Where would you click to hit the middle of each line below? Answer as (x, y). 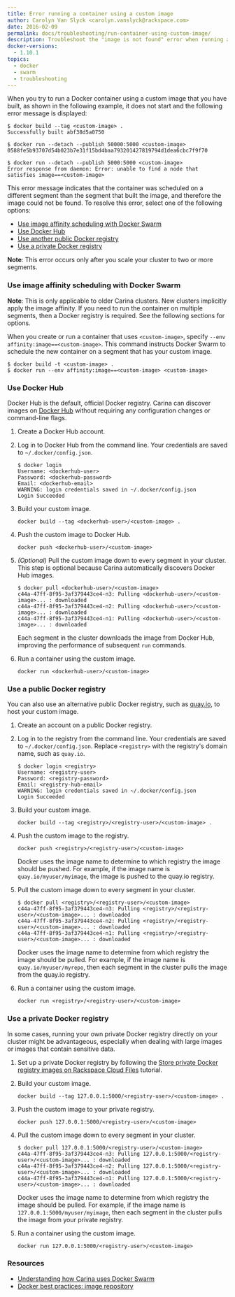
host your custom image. (43, 712)
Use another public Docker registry (68, 239)
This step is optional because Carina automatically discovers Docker (116, 568)
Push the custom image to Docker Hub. (74, 534)
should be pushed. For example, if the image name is (93, 869)
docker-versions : (33, 46)
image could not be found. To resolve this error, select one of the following (115, 203)
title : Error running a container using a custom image (90, 14)
